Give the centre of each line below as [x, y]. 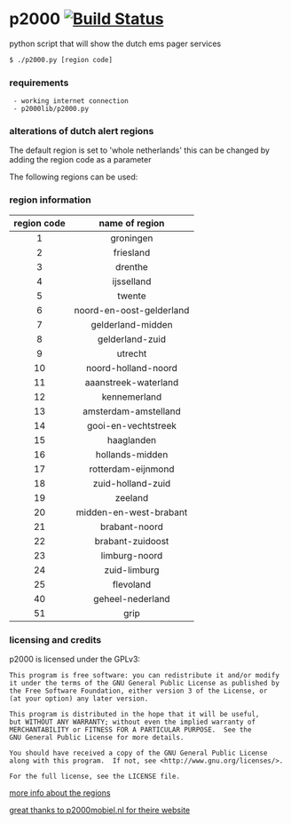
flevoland [132, 584]
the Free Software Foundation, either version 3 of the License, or [138, 691]
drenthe [131, 266]
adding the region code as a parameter [80, 160]
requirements [39, 83]
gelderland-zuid [132, 339]
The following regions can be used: [74, 177]
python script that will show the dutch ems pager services [115, 44]
